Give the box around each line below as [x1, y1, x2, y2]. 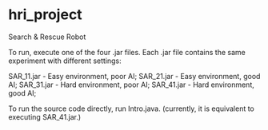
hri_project [8, 6, 82, 24]
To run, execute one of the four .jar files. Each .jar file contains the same [8, 47, 246, 57]
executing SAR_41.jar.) [8, 112, 82, 121]
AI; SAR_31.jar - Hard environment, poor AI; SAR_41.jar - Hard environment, [8, 80, 254, 89]
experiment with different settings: [8, 56, 122, 65]
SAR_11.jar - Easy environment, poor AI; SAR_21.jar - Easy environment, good [8, 71, 261, 81]
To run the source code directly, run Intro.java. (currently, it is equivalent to [8, 104, 254, 113]
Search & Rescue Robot [8, 32, 86, 41]
